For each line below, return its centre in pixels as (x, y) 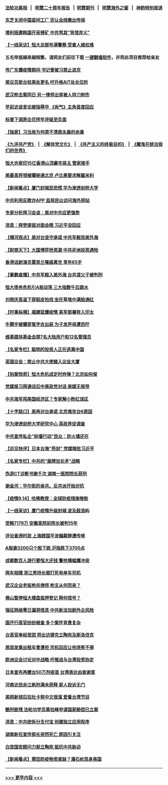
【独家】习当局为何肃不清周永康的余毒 (44, 132)
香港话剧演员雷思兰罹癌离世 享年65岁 (44, 262)
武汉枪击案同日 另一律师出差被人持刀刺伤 (47, 94)
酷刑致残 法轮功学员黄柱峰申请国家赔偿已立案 (52, 709)
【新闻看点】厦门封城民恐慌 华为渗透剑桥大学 (52, 188)
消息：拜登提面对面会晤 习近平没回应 (43, 225)
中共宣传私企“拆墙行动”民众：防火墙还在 (47, 436)
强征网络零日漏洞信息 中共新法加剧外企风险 (49, 610)
